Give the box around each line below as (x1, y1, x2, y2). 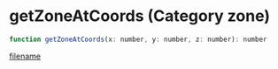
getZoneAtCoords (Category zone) (9, 6, 271, 26)
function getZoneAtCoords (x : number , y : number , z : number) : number (9, 35, 267, 44)
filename (9, 51, 42, 61)
